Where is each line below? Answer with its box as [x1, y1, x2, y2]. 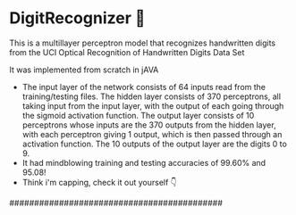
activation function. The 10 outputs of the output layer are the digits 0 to [21, 138, 288, 149]
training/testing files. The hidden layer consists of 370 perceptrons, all [21, 91, 282, 102]
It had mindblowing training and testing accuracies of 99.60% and [21, 157, 266, 168]
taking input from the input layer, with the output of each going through [21, 100, 284, 111]
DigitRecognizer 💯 [9, 8, 146, 29]
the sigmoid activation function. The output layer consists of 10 [21, 110, 255, 120]
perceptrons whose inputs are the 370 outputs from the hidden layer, [21, 120, 276, 130]
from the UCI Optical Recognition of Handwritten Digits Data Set [9, 46, 245, 57]
